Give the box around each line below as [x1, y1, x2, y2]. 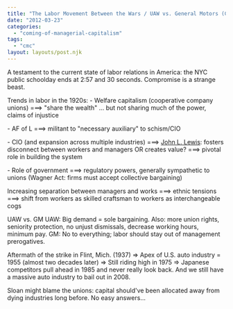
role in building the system [7, 152, 83, 160]
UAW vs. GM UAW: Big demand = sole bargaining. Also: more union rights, [7, 215, 220, 223]
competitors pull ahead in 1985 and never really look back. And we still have [7, 265, 224, 274]
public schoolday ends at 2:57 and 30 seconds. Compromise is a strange [7, 75, 216, 83]
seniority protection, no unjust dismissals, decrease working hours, [7, 222, 199, 231]
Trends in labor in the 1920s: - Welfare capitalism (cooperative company [7, 96, 214, 104]
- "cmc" [13, 42, 36, 49]
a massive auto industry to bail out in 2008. [7, 272, 130, 281]
